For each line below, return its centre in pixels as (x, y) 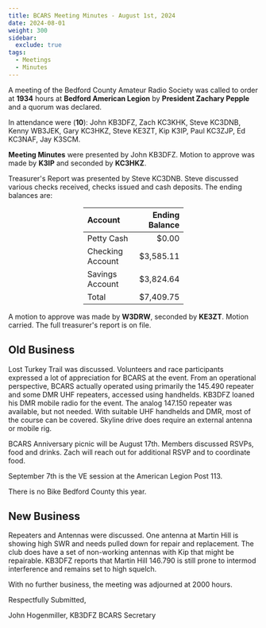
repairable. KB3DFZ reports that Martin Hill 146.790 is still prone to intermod (132, 560)
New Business (44, 516)
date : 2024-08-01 (37, 23)
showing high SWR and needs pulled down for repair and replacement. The (131, 544)
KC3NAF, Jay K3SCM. (44, 139)
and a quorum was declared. (55, 107)
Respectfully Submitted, (47, 600)
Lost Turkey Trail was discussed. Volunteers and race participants (116, 369)
